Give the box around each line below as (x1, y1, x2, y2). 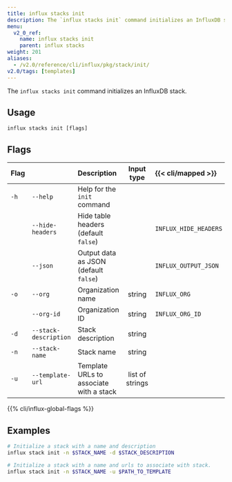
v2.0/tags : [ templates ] (7, 68, 76, 74)
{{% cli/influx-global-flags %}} (7, 405, 95, 413)
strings (126, 379, 148, 388)
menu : (7, 23, 23, 30)
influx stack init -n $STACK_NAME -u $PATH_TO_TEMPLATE (7, 468, 171, 475)
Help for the (77, 184, 116, 194)
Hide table (77, 211, 111, 221)
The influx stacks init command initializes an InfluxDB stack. (7, 87, 187, 95)
